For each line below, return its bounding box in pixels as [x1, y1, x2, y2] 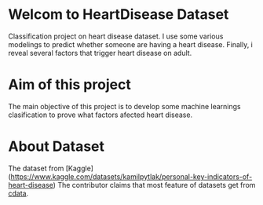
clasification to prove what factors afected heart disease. [8, 110, 193, 119]
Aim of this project [8, 76, 131, 93]
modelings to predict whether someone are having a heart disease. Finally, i [8, 39, 254, 49]
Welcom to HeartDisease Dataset [8, 5, 229, 24]
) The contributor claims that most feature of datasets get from [53, 180, 256, 189]
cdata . [8, 189, 29, 198]
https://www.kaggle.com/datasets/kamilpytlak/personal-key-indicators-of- [10, 171, 253, 181]
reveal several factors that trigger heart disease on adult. [8, 48, 192, 57]
